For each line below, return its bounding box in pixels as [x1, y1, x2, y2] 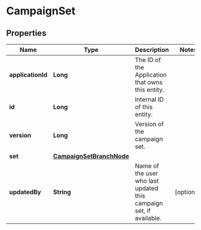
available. [135, 214, 162, 222]
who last [135, 177, 159, 185]
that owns [135, 78, 163, 86]
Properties [6, 28, 47, 38]
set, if [135, 207, 151, 214]
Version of [135, 120, 165, 128]
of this [135, 103, 153, 111]
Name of [135, 162, 160, 170]
